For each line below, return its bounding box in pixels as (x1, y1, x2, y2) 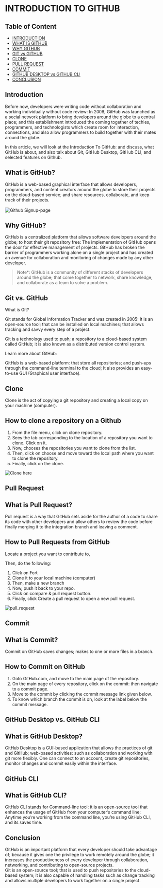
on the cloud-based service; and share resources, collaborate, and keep (5, 192, 149, 198)
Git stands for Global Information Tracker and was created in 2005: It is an (5, 316, 153, 322)
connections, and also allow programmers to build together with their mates (5, 129, 157, 135)
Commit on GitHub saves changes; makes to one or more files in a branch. (5, 649, 154, 654)
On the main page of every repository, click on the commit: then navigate (12, 681, 158, 687)
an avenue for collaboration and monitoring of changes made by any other (5, 255, 154, 261)
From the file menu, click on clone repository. (12, 429, 103, 435)
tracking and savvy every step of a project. (5, 326, 91, 332)
